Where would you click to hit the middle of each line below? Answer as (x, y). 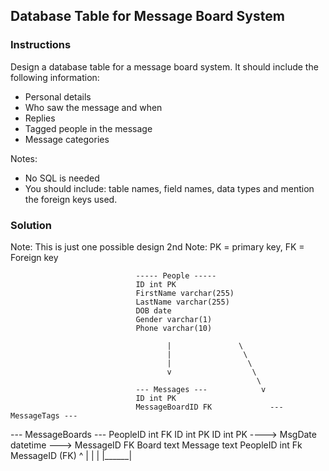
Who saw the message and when (93, 107)
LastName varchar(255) (182, 302)
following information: (55, 77)
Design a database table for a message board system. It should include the (164, 66)
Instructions (41, 45)
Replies (40, 118)
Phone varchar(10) (174, 328)
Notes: (24, 158)
